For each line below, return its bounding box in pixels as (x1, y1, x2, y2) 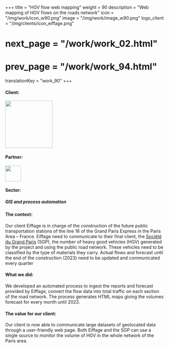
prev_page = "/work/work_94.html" (5, 61, 157, 73)
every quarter (5, 260, 34, 266)
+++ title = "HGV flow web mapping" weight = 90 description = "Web (5, 5, 149, 10)
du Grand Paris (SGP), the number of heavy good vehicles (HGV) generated (5, 239, 162, 245)
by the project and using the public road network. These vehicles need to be (5, 244, 163, 250)
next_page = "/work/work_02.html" (5, 38, 158, 49)
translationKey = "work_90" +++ (5, 78, 72, 84)
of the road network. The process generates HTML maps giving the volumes (5, 294, 164, 300)
